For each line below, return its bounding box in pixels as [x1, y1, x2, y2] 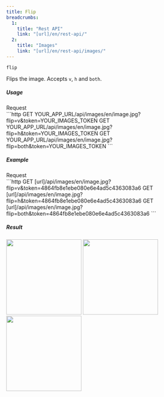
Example [6, 156, 29, 163]
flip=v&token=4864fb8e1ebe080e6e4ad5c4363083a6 [6, 184, 141, 192]
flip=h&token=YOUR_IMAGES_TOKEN [6, 130, 99, 137]
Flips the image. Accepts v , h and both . [6, 75, 102, 82]
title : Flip [6, 8, 36, 15]
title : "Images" [17, 43, 58, 49]
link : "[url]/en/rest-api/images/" [17, 48, 106, 54]
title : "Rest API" [17, 25, 63, 32]
